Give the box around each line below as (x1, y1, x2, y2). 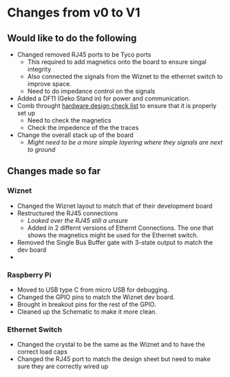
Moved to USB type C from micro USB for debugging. (17, 286, 169, 294)
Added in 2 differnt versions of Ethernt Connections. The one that (27, 224, 213, 232)
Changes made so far (7, 165, 101, 177)
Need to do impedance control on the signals (27, 87, 156, 95)
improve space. (27, 80, 72, 87)
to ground (27, 146, 56, 153)
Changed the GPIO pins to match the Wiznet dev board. (17, 292, 176, 301)
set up (17, 109, 36, 117)
